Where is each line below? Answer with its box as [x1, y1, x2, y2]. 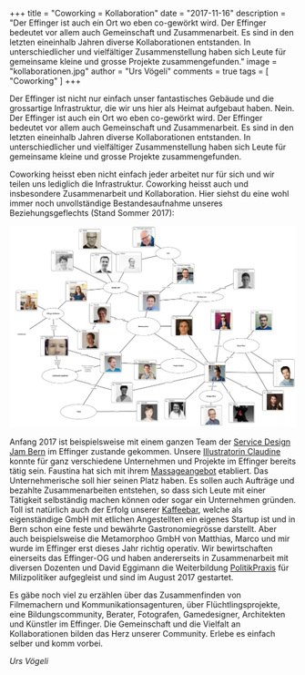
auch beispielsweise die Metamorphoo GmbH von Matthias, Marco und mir [9, 533, 290, 544]
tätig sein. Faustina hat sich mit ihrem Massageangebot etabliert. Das [9, 465, 269, 476]
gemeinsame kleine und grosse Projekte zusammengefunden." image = [9, 56, 278, 66]
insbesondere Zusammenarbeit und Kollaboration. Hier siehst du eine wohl [9, 189, 290, 199]
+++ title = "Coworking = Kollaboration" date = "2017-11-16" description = [9, 8, 287, 18]
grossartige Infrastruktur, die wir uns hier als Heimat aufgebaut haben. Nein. [9, 103, 295, 113]
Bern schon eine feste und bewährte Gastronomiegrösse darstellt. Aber [9, 523, 278, 534]
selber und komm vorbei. [9, 638, 103, 649]
